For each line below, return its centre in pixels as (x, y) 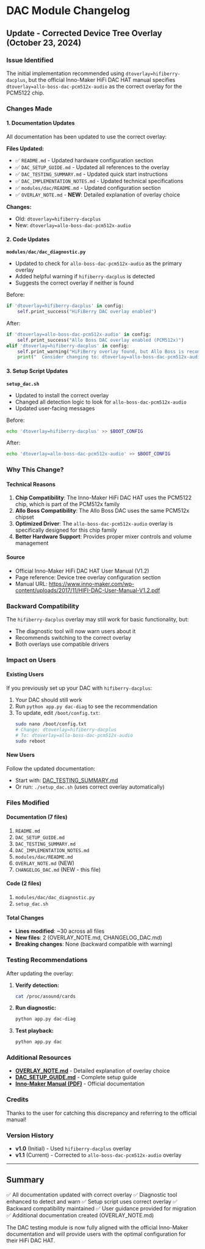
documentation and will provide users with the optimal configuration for (96, 1234)
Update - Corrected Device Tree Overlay (85, 33)
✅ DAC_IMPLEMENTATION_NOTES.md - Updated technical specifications (99, 181)
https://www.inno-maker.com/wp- (92, 584)
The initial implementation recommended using (65, 73)
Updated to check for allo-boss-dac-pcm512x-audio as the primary (98, 264)
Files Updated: (25, 148)
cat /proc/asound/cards (45, 996)
